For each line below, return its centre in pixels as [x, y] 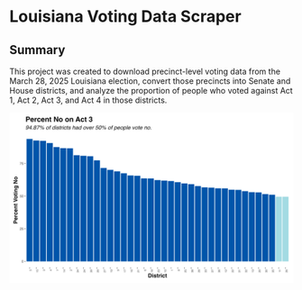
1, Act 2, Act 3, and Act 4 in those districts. [88, 100]
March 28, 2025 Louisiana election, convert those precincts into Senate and [150, 81]
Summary [37, 50]
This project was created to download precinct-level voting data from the [145, 71]
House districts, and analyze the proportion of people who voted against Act [151, 91]
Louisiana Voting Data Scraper [125, 17]
